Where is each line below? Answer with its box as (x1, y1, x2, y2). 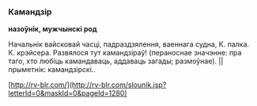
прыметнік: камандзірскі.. (8, 65, 96, 74)
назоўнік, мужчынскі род (8, 25, 97, 34)
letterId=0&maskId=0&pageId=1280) (8, 89, 128, 98)
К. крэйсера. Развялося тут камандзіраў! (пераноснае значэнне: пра (8, 48, 242, 58)
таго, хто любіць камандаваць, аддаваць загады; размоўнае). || (8, 56, 224, 66)
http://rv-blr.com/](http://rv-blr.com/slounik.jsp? (10, 80, 167, 89)
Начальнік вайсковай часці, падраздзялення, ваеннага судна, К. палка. (8, 40, 250, 49)
